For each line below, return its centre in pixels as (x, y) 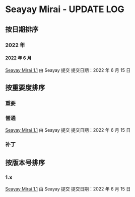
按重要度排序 (25, 88)
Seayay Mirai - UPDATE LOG (65, 9)
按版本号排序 (25, 162)
